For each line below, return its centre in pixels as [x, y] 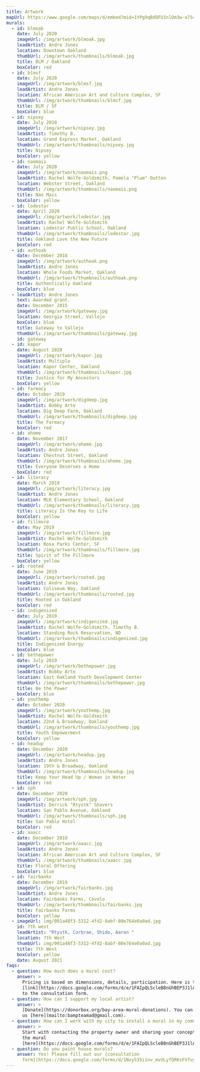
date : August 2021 [40, 960]
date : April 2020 [38, 211]
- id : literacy [30, 478]
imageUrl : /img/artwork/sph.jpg [57, 799]
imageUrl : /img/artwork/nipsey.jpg [61, 128]
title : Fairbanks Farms [46, 910]
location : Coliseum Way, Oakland [58, 588]
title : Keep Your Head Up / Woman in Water [72, 777]
